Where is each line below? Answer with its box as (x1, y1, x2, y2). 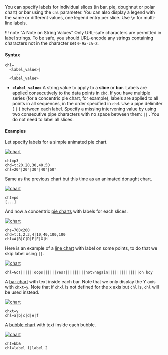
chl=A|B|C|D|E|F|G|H (5, 237, 48, 242)
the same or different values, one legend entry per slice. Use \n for (5, 15, 143, 20)
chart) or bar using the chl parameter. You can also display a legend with (5, 9, 155, 15)
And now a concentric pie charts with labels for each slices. (5, 208, 128, 214)
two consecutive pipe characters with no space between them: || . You (12, 111, 160, 117)
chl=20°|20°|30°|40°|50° (5, 167, 57, 172)
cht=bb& (5, 341, 21, 346)
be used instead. (5, 289, 40, 295)
